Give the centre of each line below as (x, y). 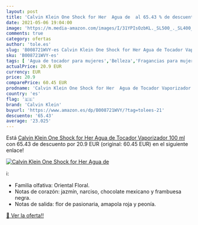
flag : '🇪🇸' (21, 99)
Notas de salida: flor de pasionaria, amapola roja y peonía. (85, 204)
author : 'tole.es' (29, 45)
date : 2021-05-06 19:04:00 (39, 22)
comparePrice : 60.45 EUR (37, 83)
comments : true (25, 34)
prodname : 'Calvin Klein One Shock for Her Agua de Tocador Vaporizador (99, 88)
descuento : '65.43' (30, 115)
